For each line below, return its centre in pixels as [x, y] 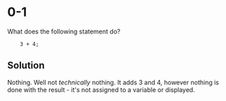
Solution [26, 66]
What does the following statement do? [64, 31]
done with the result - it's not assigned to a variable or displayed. [101, 90]
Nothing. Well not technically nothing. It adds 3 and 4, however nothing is [113, 82]
